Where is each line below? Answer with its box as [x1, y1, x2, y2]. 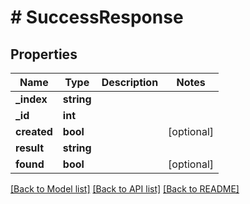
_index [15, 92, 48, 106]
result [15, 141, 45, 155]
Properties [10, 46, 78, 63]
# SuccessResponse [10, 6, 184, 29]
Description [101, 76, 159, 89]
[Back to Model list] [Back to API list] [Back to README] [10, 183, 240, 195]
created [15, 125, 53, 138]
